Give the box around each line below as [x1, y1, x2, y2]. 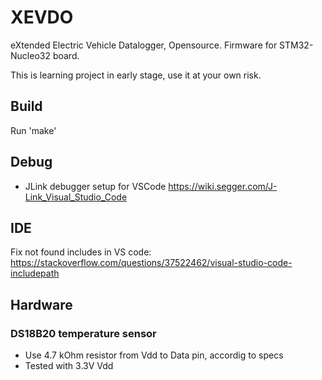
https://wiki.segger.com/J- [168, 180, 278, 192]
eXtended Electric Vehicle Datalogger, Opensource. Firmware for [10, 39, 278, 51]
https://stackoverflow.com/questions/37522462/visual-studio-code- [10, 257, 293, 269]
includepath [10, 267, 60, 280]
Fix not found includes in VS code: [10, 246, 152, 258]
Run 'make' [10, 124, 57, 136]
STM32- [279, 39, 314, 51]
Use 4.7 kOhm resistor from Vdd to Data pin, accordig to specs [24, 349, 284, 361]
